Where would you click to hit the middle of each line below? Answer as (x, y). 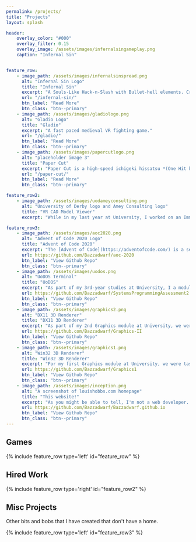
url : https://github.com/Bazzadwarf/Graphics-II (82, 332)
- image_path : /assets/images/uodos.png (66, 271)
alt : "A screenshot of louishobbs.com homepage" (82, 391)
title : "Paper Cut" (45, 163)
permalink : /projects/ (34, 11)
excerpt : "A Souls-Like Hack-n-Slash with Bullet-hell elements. (102, 92)
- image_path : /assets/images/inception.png (71, 386)
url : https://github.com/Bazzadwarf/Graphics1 (79, 370)
